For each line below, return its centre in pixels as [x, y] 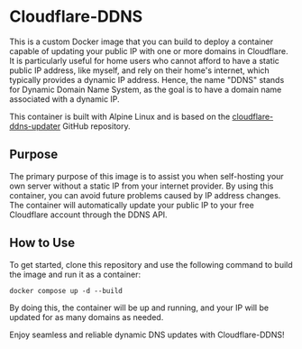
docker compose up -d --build [66, 290]
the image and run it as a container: [75, 274]
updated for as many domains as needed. [87, 317]
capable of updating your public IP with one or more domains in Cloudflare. [149, 51]
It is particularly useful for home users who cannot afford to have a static [144, 60]
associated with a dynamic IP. [64, 99]
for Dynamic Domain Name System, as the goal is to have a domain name [146, 89]
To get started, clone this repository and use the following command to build [151, 264]
